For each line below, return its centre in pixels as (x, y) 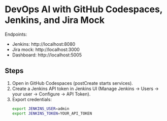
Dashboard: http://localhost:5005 (47, 55)
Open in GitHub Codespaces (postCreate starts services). (72, 83)
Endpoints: (16, 34)
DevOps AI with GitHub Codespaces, (84, 9)
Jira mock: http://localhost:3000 (46, 49)
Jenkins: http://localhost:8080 (44, 44)
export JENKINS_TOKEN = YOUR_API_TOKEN (52, 113)
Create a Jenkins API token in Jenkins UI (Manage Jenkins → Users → (86, 88)
